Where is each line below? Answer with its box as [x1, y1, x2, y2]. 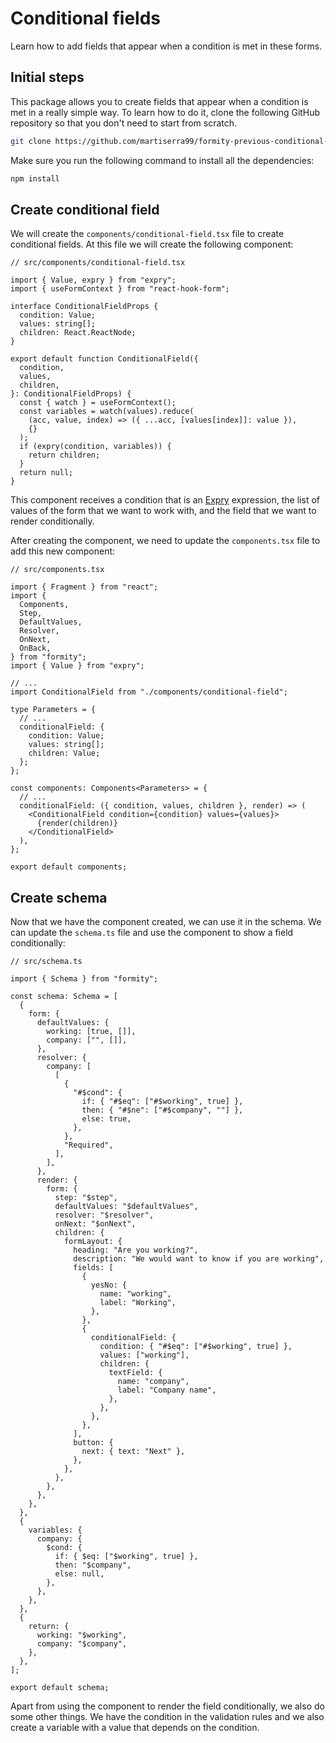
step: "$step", [54, 1193, 118, 1203]
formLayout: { [63, 1237, 123, 1247]
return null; [19, 468, 74, 478]
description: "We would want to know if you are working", [73, 1254, 325, 1264]
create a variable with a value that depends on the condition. [10, 1722, 260, 1734]
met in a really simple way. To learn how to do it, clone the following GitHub [10, 106, 321, 118]
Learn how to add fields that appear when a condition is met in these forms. [10, 40, 323, 52]
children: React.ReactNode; [19, 328, 137, 338]
